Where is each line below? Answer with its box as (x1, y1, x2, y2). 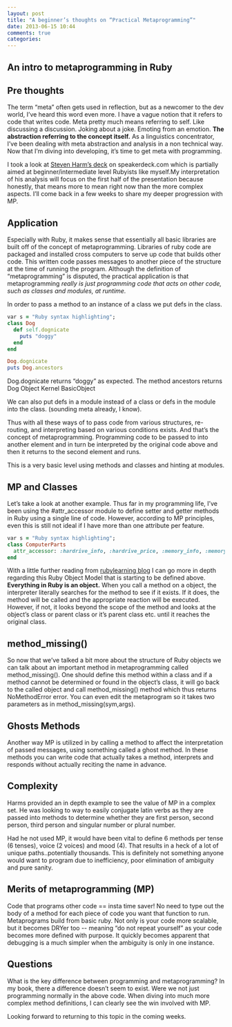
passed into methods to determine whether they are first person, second (7, 813, 214, 821)
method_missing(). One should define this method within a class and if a (7, 671, 213, 679)
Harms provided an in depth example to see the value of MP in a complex (7, 799, 216, 807)
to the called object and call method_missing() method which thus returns (7, 685, 217, 694)
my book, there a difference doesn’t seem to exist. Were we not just (7, 984, 200, 992)
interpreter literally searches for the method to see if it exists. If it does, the (7, 588, 220, 597)
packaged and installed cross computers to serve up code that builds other (7, 250, 221, 259)
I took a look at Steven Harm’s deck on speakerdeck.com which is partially (7, 160, 219, 169)
